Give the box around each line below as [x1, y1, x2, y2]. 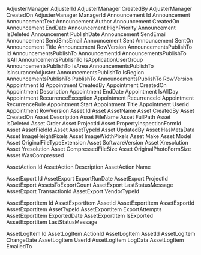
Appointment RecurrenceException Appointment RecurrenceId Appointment [6, 94, 194, 101]
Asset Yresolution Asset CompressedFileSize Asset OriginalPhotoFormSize [6, 145, 191, 152]
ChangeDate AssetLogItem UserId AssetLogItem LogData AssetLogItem [6, 236, 184, 244]
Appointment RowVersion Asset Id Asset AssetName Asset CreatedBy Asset [6, 107, 195, 114]
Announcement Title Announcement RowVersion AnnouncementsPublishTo [6, 43, 193, 50]
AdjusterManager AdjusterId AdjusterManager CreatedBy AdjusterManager [6, 5, 193, 12]
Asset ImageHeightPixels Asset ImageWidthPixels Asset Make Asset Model [6, 133, 192, 140]
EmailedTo [6, 243, 32, 250]
